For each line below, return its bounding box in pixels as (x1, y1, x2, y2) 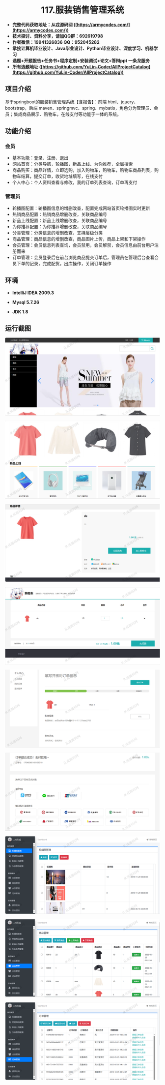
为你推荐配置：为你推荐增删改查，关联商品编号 (12, 223, 107, 229)
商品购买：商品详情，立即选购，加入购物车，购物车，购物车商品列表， (12, 167, 155, 173)
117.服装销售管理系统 (41, 4, 124, 16)
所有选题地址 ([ (12, 63, 43, 69)
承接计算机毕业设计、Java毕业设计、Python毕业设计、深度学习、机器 (12, 45, 154, 51)
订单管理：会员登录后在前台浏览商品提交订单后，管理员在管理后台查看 (12, 254, 155, 260)
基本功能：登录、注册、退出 (12, 155, 69, 161)
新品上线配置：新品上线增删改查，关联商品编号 (12, 217, 107, 223)
